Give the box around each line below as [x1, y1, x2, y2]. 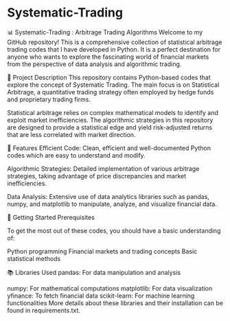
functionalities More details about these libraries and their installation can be [7, 298, 223, 307]
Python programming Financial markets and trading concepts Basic [7, 247, 198, 256]
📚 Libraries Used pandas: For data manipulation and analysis [7, 268, 181, 276]
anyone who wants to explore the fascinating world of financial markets [7, 52, 209, 61]
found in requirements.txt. [7, 306, 81, 314]
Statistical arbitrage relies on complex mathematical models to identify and [7, 108, 218, 116]
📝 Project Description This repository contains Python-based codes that [7, 73, 211, 81]
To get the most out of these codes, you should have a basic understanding [7, 226, 221, 235]
